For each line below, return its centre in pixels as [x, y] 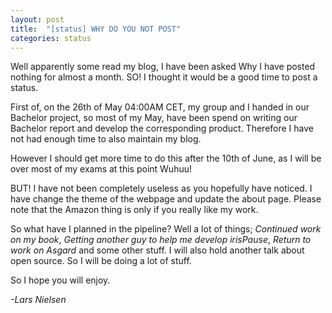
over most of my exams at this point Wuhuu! [101, 169]
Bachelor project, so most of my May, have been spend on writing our [154, 118]
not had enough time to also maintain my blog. [106, 139]
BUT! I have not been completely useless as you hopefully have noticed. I [161, 188]
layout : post [37, 19]
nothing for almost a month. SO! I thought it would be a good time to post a [164, 77]
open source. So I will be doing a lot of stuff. [101, 261]
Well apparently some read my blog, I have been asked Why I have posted [163, 67]
